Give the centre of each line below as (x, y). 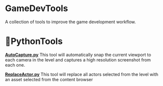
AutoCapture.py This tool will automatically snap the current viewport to (78, 55)
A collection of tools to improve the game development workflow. (71, 22)
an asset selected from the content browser (49, 79)
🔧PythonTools (34, 41)
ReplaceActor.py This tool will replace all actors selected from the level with (82, 74)
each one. (15, 65)
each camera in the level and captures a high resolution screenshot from (78, 60)
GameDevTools (37, 8)
